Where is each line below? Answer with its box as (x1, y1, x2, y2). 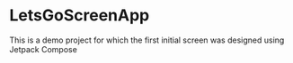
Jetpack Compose (9, 43, 78, 54)
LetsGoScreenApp (9, 5, 150, 26)
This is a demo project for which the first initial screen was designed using (9, 35, 285, 45)
